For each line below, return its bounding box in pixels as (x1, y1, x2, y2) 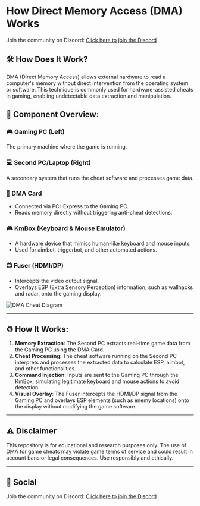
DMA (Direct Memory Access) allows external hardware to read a (6, 73, 166, 80)
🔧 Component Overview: (6, 109, 99, 120)
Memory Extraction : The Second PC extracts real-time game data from (14, 340, 190, 347)
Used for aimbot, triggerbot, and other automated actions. (14, 246, 157, 253)
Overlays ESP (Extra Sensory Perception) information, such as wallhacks (14, 284, 193, 291)
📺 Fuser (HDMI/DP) (6, 262, 64, 270)
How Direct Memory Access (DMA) (6, 4, 183, 18)
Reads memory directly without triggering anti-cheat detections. (14, 209, 173, 216)
